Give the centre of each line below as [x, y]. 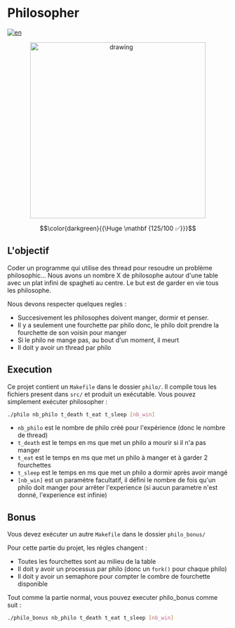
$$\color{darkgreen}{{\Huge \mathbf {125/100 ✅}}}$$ [118, 228]
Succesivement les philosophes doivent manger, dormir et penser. [113, 318]
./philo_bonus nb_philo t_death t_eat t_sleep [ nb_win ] [90, 618]
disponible [32, 584]
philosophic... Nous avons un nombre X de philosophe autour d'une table [113, 275]
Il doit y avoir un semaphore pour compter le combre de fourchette [114, 577]
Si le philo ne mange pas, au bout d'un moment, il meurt [98, 340]
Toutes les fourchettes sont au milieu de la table [87, 562]
